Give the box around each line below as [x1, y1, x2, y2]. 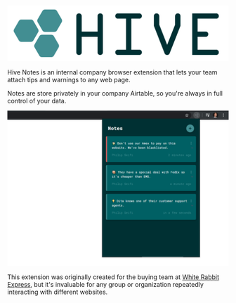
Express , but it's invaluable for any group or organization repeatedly [7, 281, 204, 289]
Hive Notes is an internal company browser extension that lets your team [7, 68, 218, 76]
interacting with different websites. [7, 288, 108, 297]
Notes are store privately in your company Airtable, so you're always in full [7, 89, 223, 97]
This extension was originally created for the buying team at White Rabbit [7, 273, 220, 281]
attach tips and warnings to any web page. [7, 76, 131, 84]
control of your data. [7, 97, 67, 105]
